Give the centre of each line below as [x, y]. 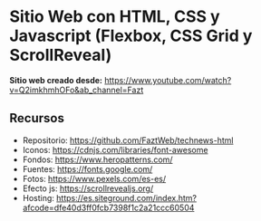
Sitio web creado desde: [56, 80]
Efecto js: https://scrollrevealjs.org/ [88, 188]
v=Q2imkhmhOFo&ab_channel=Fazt [77, 90]
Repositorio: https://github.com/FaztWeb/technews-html [128, 140]
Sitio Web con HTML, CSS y [115, 17]
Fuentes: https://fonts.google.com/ [87, 168]
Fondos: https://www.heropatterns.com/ [97, 159]
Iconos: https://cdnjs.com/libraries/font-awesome [115, 149]
